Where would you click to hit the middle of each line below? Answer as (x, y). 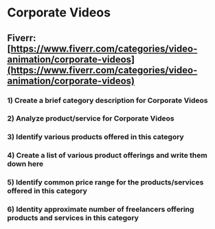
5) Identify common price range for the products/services (105, 182)
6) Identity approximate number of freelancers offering (101, 209)
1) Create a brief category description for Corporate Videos (107, 100)
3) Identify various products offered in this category (95, 137)
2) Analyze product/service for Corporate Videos (91, 119)
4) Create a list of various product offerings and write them (107, 156)
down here (25, 164)
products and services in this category (73, 218)
